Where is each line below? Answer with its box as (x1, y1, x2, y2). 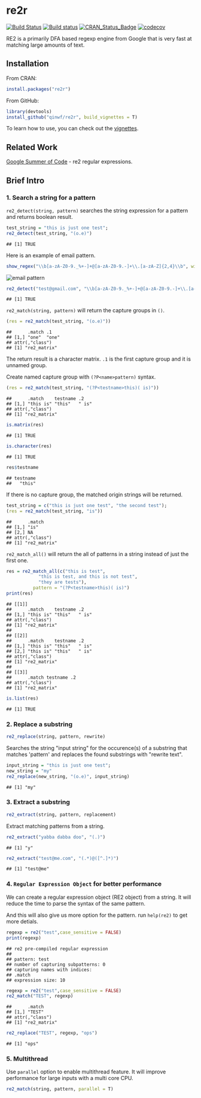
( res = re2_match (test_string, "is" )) (6, 508, 103, 514)
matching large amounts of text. (6, 41, 85, 48)
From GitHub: (6, 97, 39, 104)
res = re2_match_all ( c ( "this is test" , (6, 568, 106, 574)
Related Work (6, 142, 58, 152)
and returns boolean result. (6, 213, 73, 220)
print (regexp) (6, 935, 42, 941)
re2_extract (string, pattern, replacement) (6, 812, 117, 818)
